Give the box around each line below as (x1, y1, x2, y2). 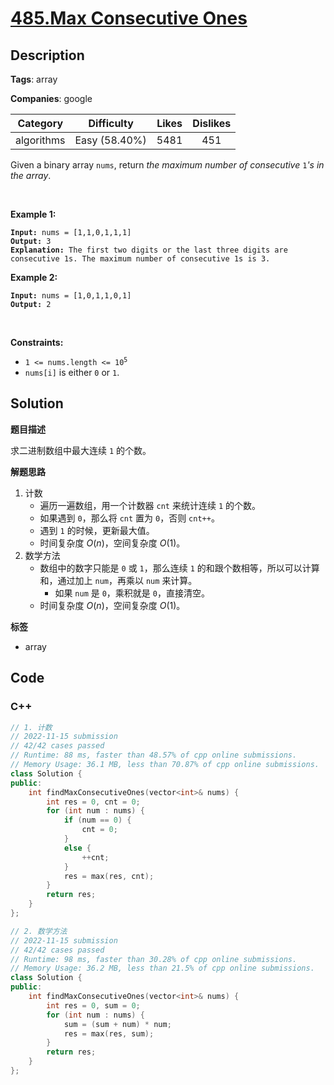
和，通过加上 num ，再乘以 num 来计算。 (39, 574, 198, 586)
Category (17, 117, 64, 130)
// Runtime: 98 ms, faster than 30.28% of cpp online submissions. (10, 954, 298, 964)
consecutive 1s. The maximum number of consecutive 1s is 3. (10, 254, 271, 264)
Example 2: (10, 272, 58, 283)
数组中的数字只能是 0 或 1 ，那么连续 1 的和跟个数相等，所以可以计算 (39, 562, 320, 574)
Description (10, 47, 85, 64)
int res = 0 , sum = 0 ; (46, 1000, 141, 1011)
